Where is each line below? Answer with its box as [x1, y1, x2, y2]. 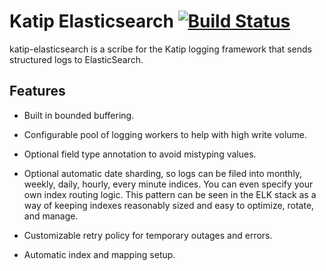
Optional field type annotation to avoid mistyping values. [23, 148, 257, 160]
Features [9, 83, 66, 100]
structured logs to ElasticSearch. [9, 53, 144, 65]
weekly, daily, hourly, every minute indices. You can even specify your [23, 178, 314, 190]
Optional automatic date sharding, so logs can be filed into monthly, [23, 167, 303, 179]
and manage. [23, 210, 79, 222]
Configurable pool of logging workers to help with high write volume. [23, 128, 308, 140]
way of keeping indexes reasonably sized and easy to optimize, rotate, [23, 199, 315, 211]
